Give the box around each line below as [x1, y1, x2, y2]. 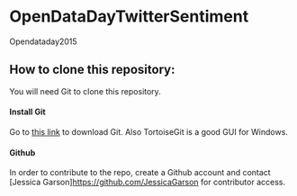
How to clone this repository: [9, 62, 175, 77]
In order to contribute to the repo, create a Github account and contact [9, 167, 272, 178]
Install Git [9, 106, 47, 118]
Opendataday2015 [9, 36, 78, 47]
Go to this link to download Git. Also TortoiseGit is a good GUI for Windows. [9, 126, 288, 137]
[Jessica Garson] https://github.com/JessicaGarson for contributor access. [9, 177, 286, 188]
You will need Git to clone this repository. [9, 85, 162, 96]
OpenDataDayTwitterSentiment [9, 6, 249, 27]
